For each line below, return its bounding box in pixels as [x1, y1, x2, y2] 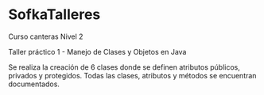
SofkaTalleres [8, 6, 101, 24]
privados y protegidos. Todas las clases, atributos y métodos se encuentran [8, 70, 257, 80]
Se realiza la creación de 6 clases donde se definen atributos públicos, [8, 62, 241, 72]
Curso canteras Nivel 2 [8, 32, 83, 41]
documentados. [8, 79, 60, 89]
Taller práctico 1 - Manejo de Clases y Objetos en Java [8, 47, 187, 56]
